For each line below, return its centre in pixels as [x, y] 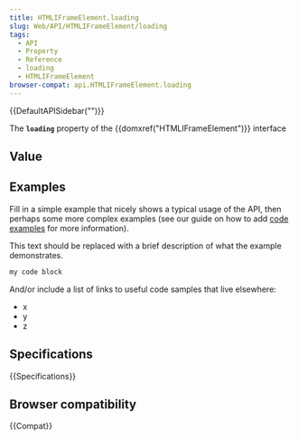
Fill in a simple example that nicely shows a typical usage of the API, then [145, 209]
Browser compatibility [73, 404]
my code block [36, 272]
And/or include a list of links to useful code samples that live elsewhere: [143, 289]
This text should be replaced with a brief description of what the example [145, 246]
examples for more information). [69, 228]
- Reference [40, 60]
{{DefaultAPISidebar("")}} [57, 110]
